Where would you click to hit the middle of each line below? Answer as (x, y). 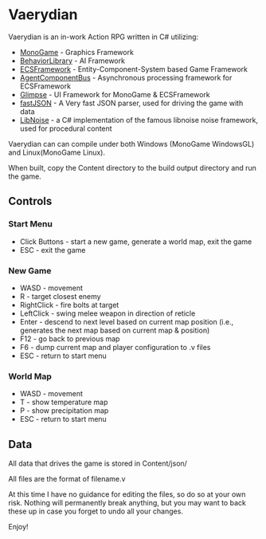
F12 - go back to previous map (70, 338)
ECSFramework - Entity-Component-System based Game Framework (134, 69)
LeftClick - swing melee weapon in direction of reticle (108, 313)
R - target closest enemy (60, 296)
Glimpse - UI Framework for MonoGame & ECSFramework (115, 94)
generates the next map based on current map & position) (115, 330)
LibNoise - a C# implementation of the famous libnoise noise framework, (139, 120)
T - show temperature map (64, 402)
